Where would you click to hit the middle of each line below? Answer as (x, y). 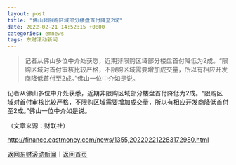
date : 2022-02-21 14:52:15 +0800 (56, 27)
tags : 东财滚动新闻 (33, 40)
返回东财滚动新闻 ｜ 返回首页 (47, 154)
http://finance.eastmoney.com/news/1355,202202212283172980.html (108, 140)
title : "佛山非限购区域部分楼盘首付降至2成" (65, 20)
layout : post (26, 14)
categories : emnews (36, 33)
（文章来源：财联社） (38, 126)
